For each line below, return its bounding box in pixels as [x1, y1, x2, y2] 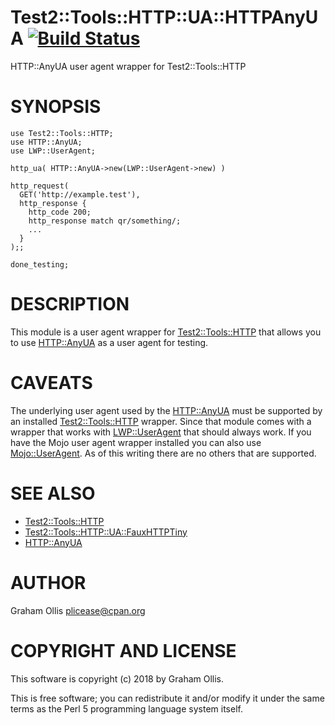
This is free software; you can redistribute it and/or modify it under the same [10, 692, 325, 704]
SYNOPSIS [10, 96, 102, 118]
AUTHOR [10, 571, 87, 594]
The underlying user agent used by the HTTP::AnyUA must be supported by [10, 404, 323, 416]
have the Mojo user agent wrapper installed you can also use [10, 436, 262, 448]
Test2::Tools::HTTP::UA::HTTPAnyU [10, 6, 319, 29]
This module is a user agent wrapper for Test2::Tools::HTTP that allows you [10, 326, 322, 338]
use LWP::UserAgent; [10, 146, 97, 156]
